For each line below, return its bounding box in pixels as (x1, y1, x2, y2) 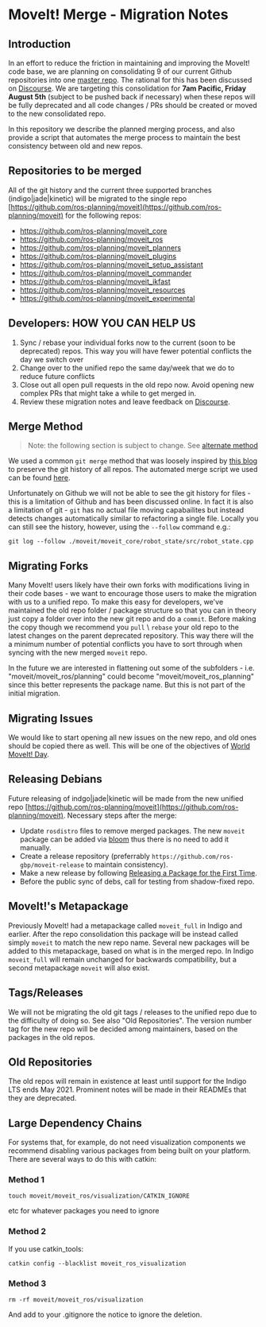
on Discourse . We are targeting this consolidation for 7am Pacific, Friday (8, 83, 247, 93)
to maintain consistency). (86, 860, 168, 869)
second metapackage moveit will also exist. (8, 963, 150, 973)
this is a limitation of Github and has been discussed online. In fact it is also (8, 497, 254, 506)
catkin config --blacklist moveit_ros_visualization (8, 1259, 187, 1267)
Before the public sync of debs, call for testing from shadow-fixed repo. (19, 876, 255, 886)
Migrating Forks (8, 559, 89, 573)
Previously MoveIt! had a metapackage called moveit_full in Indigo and (8, 920, 243, 930)
